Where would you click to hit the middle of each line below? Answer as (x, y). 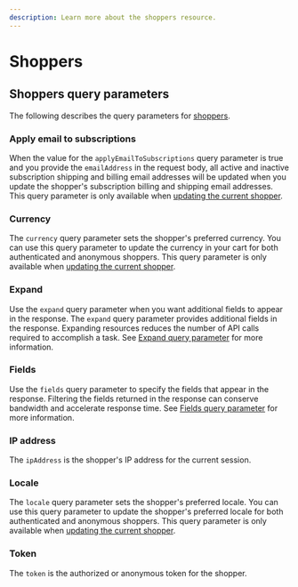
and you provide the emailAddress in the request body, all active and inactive (149, 167)
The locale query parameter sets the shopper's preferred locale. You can (144, 503)
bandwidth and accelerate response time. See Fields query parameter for (144, 408)
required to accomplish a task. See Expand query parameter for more (136, 337)
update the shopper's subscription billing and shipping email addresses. (141, 186)
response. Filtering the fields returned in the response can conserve (134, 398)
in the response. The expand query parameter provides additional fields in (143, 318)
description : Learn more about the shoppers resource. (113, 17)
